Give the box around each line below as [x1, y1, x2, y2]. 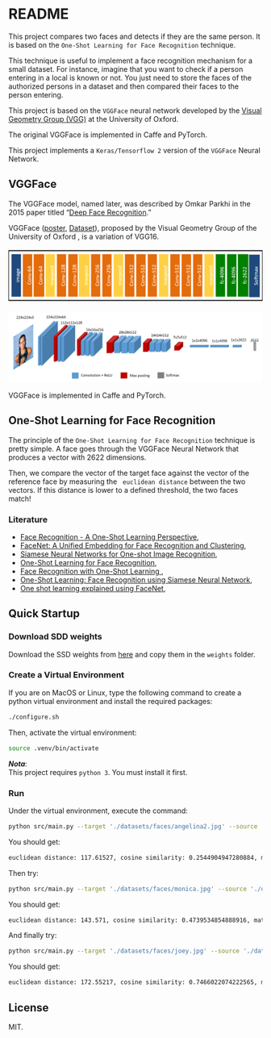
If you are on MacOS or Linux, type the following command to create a [8, 687, 242, 698]
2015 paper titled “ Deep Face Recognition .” [8, 207, 152, 217]
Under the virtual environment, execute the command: [8, 806, 188, 815]
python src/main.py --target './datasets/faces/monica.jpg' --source [8, 885, 248, 893]
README [8, 5, 69, 23]
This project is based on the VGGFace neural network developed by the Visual [8, 106, 262, 115]
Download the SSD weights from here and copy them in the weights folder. [8, 649, 256, 659]
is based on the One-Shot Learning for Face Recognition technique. [8, 40, 236, 49]
